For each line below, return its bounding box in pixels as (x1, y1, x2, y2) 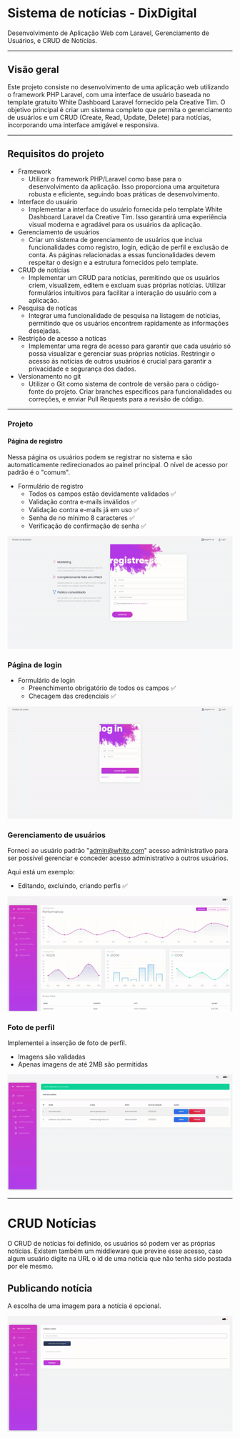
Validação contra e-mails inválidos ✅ (28, 497, 137, 506)
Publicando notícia (7, 1282, 93, 1294)
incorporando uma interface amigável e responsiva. (7, 120, 159, 129)
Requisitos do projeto (7, 148, 105, 160)
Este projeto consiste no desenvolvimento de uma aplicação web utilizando (7, 82, 229, 91)
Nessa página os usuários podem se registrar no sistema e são (7, 452, 193, 461)
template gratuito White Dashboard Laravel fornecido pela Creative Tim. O (7, 98, 226, 106)
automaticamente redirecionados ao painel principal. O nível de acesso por (7, 460, 229, 469)
